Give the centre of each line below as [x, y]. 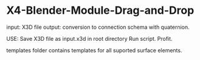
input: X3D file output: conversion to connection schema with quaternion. [98, 27]
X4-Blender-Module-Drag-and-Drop [100, 10]
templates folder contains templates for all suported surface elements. [94, 50]
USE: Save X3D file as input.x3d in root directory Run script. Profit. [89, 38]
